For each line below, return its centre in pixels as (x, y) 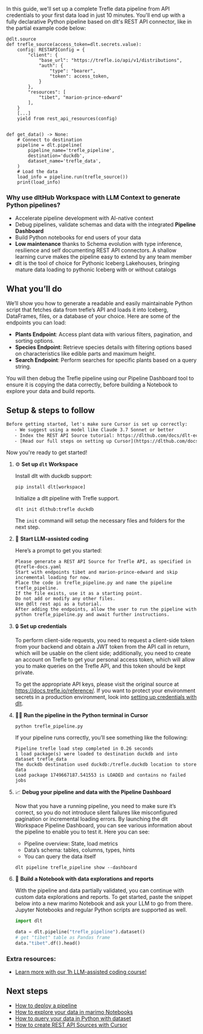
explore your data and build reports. (51, 391)
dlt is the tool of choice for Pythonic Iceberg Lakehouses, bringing (97, 263)
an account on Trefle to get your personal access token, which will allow (105, 660)
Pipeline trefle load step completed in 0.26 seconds (84, 749)
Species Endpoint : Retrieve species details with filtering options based (103, 347)
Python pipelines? (33, 205)
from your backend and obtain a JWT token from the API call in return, (102, 647)
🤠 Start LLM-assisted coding (52, 539)
